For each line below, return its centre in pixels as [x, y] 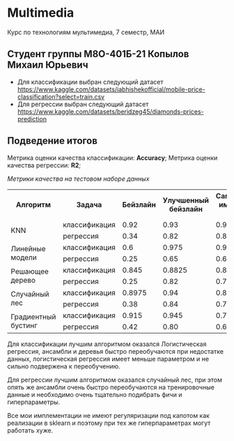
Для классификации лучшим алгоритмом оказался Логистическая [107, 344]
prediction [32, 119]
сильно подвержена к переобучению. [64, 366]
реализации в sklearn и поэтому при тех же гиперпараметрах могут [109, 423]
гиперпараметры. [34, 402]
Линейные [29, 248]
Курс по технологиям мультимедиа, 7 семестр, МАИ [86, 32]
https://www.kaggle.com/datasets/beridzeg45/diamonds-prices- [110, 111]
